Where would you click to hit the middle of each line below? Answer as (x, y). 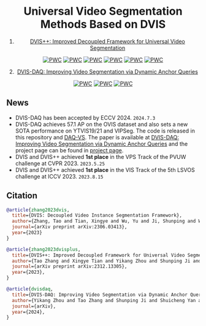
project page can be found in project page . (69, 150)
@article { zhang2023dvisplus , (44, 249)
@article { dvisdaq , (30, 289)
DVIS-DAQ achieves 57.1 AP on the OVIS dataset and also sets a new (101, 124)
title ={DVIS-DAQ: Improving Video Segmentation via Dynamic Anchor (100, 295)
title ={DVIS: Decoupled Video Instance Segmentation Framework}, (97, 215)
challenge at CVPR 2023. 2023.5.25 (60, 163)
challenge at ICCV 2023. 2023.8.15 (59, 176)
